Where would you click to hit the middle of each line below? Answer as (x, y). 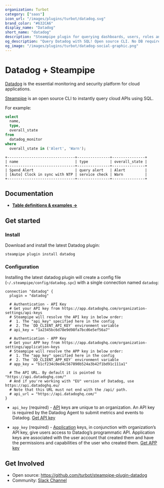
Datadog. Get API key (34, 418)
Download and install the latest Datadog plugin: (52, 245)
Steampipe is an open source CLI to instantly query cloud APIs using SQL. (79, 98)
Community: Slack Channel (39, 480)
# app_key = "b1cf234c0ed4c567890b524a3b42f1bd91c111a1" (69, 364)
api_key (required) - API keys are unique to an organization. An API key (83, 407)
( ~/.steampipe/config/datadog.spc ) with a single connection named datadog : (82, 283)
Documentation (29, 193)
